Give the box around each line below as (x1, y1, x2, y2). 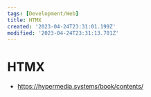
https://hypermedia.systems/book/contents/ (17, 82, 144, 91)
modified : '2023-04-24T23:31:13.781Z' (7, 29, 119, 37)
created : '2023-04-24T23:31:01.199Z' (7, 23, 116, 30)
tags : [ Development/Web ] (7, 10, 79, 17)
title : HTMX (7, 17, 42, 24)
